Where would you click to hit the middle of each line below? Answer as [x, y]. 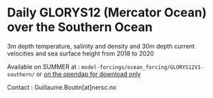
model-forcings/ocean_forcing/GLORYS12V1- [143, 67]
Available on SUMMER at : [44, 66]
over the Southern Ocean [80, 27]
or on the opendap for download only [89, 74]
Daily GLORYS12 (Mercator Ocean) [107, 13]
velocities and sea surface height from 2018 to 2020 [81, 53]
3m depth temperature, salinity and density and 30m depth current [101, 46]
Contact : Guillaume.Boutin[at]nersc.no [62, 87]
